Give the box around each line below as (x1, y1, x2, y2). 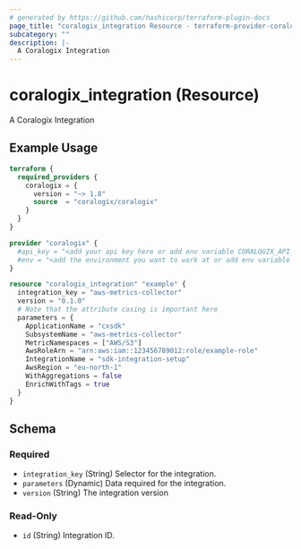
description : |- (9, 38, 70, 47)
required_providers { (17, 172, 99, 182)
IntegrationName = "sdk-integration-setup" (25, 355, 191, 364)
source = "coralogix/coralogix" (32, 198, 159, 207)
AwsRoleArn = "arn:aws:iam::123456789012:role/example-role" (25, 347, 258, 356)
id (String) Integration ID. (21, 530, 115, 541)
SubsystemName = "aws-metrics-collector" (25, 330, 182, 339)
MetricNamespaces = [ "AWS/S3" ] (25, 338, 142, 347)
